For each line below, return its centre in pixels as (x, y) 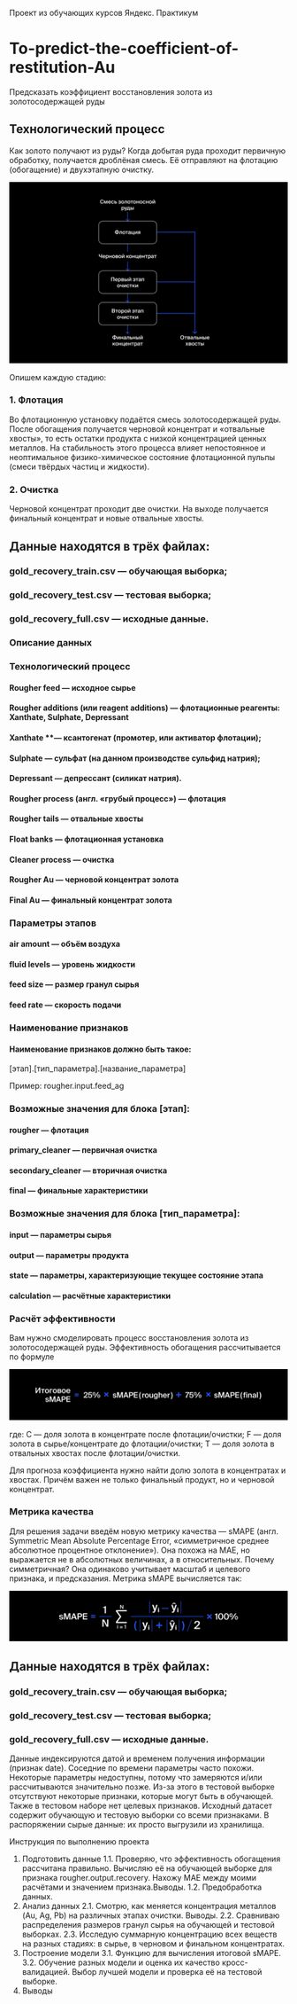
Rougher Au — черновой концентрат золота (94, 880)
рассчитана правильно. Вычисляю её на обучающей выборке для (147, 1868)
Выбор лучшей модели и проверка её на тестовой (167, 1971)
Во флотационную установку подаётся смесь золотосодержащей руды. (145, 419)
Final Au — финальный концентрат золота (91, 900)
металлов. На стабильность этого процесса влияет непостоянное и (137, 448)
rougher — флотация (49, 1130)
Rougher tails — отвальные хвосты (76, 818)
